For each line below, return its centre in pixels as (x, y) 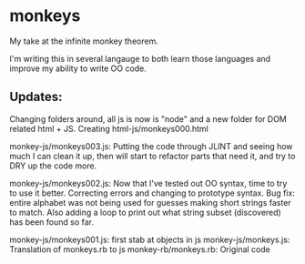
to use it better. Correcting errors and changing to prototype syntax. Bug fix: (152, 193)
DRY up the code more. (53, 166)
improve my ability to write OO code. (78, 68)
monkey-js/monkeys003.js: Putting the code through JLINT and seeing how (151, 146)
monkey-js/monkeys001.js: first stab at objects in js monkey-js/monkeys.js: (150, 239)
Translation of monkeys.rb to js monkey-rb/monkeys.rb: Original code (140, 249)
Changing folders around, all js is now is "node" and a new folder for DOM (148, 118)
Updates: (36, 97)
